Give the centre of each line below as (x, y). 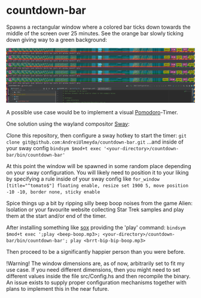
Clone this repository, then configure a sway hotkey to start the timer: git (97, 135)
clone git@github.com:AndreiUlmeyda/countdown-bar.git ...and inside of (95, 142)
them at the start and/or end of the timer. (57, 215)
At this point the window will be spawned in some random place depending (99, 166)
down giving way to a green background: (57, 39)
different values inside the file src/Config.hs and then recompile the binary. (98, 276)
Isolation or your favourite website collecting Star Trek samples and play (95, 209)
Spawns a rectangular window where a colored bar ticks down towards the (98, 27)
